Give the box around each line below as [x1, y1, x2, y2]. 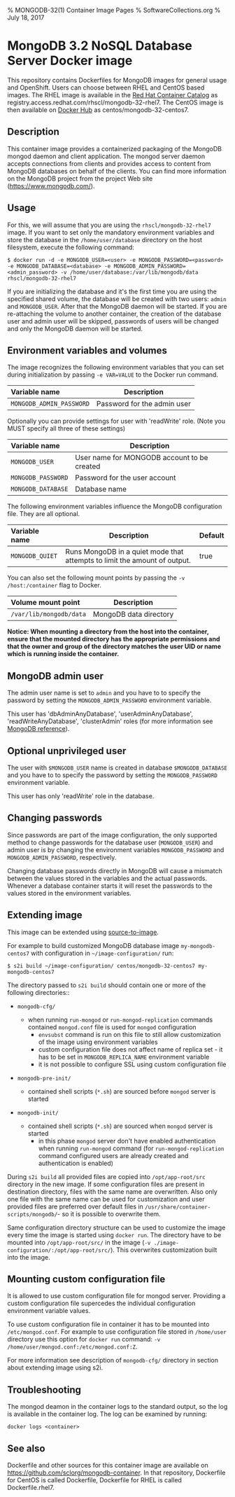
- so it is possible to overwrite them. [57, 1209, 161, 1218]
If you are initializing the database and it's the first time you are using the [7, 287, 217, 295]
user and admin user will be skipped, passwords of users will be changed [7, 316, 219, 325]
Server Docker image [7, 53, 133, 69]
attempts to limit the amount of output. [65, 556, 191, 566]
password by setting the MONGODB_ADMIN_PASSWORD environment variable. [7, 696, 212, 704]
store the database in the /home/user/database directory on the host [7, 235, 203, 244]
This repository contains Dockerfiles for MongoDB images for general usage [7, 76, 227, 84]
